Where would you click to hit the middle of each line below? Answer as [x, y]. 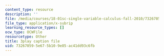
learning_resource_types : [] [35, 28]
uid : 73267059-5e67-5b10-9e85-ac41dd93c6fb [50, 46]
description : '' [21, 14]
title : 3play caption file [32, 41]
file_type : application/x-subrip [39, 23]
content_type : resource [29, 9]
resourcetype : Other [26, 37]
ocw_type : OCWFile [24, 32]
